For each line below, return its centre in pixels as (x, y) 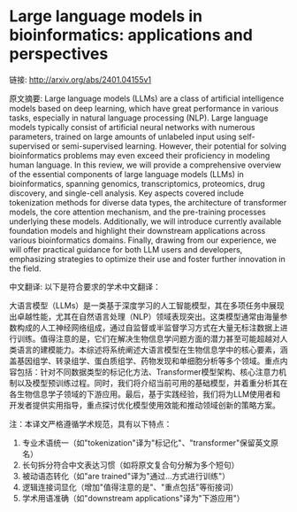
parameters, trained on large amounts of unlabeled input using (123, 136)
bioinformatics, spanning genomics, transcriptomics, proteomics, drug (137, 183)
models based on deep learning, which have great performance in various (144, 108)
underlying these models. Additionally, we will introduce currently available (145, 221)
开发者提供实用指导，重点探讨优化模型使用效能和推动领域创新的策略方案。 (145, 405)
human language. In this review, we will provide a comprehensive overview (145, 165)
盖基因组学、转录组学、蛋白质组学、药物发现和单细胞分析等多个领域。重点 (145, 361)
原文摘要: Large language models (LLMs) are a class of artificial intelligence (147, 98)
